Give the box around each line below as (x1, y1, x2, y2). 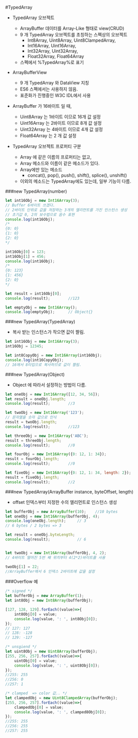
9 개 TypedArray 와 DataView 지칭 (20, 80, 89, 86)
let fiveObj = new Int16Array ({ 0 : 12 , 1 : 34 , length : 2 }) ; (5, 470, 131, 475)
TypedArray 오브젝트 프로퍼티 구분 (12, 143, 81, 149)
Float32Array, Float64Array (27, 53, 84, 59)
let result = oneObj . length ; (5, 396, 66, 402)
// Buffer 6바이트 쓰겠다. (5, 202, 55, 208)
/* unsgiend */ (5, 644, 37, 649)
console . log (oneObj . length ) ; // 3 (5, 519, 86, 524)
